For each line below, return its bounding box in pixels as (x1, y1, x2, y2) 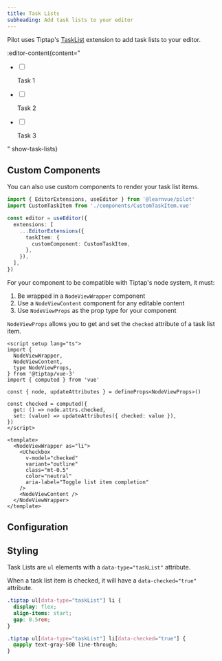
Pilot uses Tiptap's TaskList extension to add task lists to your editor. (7, 35, 201, 43)
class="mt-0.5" (25, 466, 69, 473)
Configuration (7, 521, 69, 533)
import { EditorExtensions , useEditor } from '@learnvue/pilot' (7, 196, 195, 203)
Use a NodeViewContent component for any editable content (16, 299, 185, 307)
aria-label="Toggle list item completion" (25, 479, 149, 486)
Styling (7, 545, 39, 556)
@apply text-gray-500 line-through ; (13, 641, 118, 649)
